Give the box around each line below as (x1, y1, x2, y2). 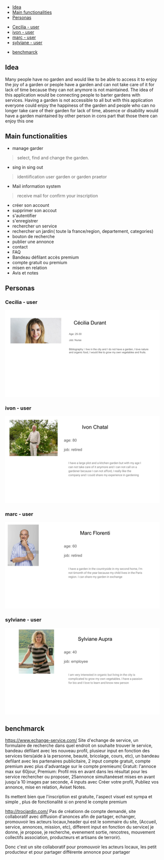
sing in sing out (12, 164, 43, 170)
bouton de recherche (12, 233, 55, 239)
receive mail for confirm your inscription (17, 193, 98, 198)
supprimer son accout (12, 207, 57, 213)
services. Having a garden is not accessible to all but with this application (5, 97, 153, 103)
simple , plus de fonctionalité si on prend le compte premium (5, 799, 127, 805)
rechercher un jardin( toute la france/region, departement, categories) (12, 228, 154, 234)
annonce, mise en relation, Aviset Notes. (5, 784, 87, 790)
